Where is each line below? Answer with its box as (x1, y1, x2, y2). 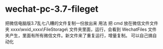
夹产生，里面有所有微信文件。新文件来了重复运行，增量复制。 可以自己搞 (5, 32, 153, 38)
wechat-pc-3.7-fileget (5, 3, 99, 15)
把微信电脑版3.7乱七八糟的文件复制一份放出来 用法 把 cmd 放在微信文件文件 (5, 20, 159, 26)
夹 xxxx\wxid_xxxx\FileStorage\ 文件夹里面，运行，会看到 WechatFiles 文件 (5, 26, 157, 32)
